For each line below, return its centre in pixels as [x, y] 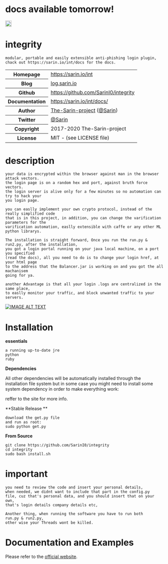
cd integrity [19, 450]
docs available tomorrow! [60, 9]
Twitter [27, 120]
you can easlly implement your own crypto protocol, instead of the [79, 209]
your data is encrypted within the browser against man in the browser [82, 174]
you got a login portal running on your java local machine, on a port [82, 249]
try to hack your [23, 196]
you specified [20, 254]
